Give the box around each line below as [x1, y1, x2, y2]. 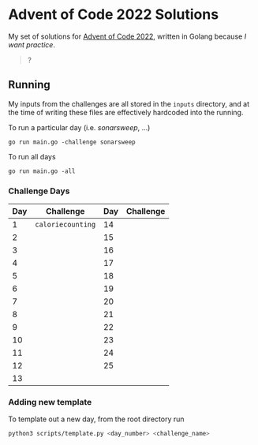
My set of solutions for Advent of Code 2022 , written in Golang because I [8, 32, 247, 41]
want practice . [8, 39, 55, 49]
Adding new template [8, 396, 92, 407]
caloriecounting [35, 220, 96, 230]
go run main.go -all [8, 167, 77, 175]
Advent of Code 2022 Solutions [8, 6, 219, 24]
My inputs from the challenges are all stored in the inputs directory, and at [8, 99, 250, 108]
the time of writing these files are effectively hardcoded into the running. [8, 107, 244, 117]
